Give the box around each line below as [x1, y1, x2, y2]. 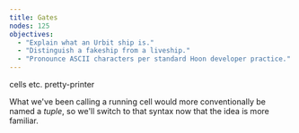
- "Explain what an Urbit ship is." [17, 37, 154, 47]
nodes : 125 [9, 21, 50, 30]
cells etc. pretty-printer [9, 79, 95, 89]
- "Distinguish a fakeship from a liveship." [17, 46, 191, 55]
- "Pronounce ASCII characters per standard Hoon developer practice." [17, 54, 292, 63]
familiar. [9, 115, 39, 126]
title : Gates [9, 12, 58, 22]
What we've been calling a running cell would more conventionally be [9, 96, 267, 107]
